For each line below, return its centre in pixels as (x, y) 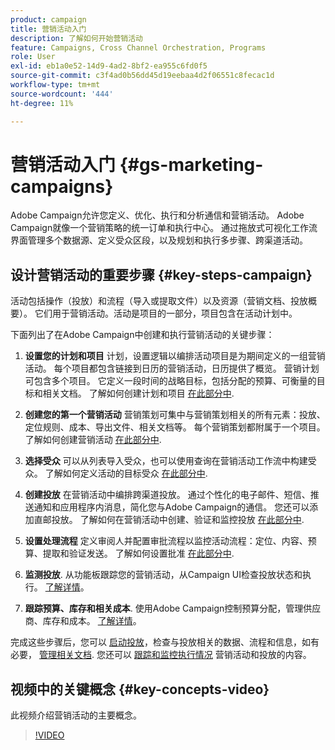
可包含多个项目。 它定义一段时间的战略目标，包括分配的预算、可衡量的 (170, 381)
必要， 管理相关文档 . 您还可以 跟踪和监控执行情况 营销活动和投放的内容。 (161, 655)
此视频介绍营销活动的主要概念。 (76, 715)
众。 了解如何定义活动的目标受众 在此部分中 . (116, 473)
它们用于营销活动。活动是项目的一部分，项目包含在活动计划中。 (166, 313)
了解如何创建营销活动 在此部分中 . (93, 440)
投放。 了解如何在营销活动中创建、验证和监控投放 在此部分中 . (178, 520)
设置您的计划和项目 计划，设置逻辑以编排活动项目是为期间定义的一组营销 (175, 356)
